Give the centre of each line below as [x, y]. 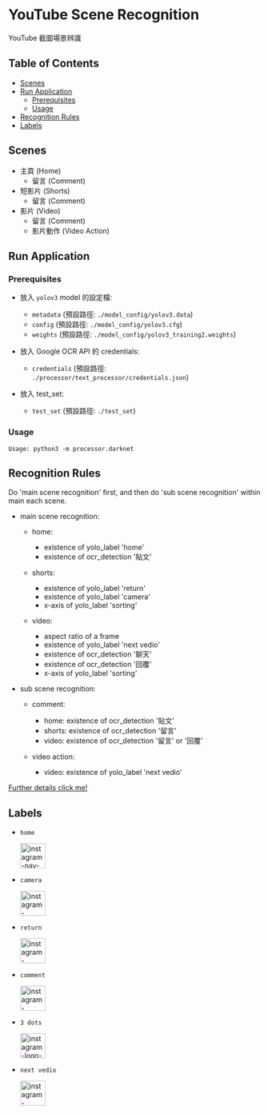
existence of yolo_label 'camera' [97, 597]
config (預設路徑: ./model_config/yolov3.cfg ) [107, 325]
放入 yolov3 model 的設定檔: [66, 297]
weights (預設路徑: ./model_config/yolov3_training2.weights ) [134, 334]
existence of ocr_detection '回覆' [98, 665]
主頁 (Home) [40, 170]
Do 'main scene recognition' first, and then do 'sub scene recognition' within [134, 493]
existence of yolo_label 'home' [94, 547]
